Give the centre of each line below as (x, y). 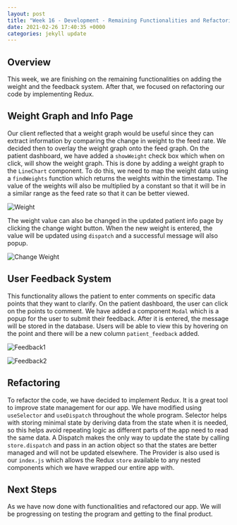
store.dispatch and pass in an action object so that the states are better (112, 445)
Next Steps (32, 489)
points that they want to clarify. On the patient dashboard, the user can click (118, 303)
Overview (29, 62)
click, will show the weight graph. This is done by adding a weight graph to (116, 163)
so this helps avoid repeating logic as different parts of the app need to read (118, 430)
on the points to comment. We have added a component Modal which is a (113, 310)
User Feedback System (59, 279)
